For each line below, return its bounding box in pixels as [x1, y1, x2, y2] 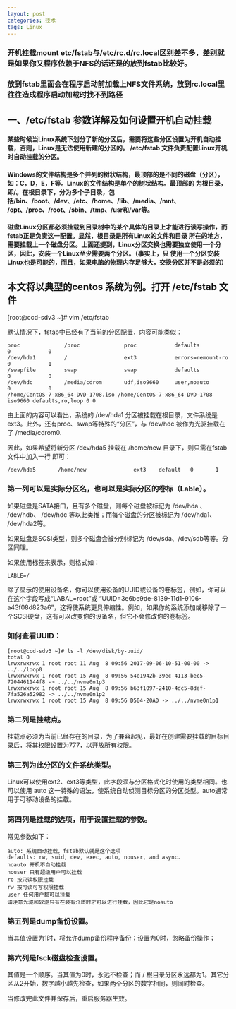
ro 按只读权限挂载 [7, 876, 54, 883]
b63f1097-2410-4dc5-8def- [130, 684, 206, 692]
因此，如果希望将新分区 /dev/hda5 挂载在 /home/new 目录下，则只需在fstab [7, 443, 228, 452]
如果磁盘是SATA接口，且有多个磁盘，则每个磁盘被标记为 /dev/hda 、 [7, 501, 206, 510]
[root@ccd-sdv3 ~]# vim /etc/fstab [7, 314, 110, 322]
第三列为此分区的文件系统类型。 [7, 760, 116, 770]
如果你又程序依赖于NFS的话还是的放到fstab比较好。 [14, 59, 192, 68]
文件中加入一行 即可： [7, 453, 71, 461]
